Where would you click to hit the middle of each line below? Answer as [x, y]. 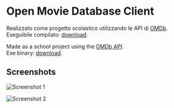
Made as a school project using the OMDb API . [65, 46]
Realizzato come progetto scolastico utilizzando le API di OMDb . [87, 28]
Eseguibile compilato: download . [47, 34]
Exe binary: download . [34, 52]
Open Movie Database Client [80, 11]
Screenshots [31, 72]
